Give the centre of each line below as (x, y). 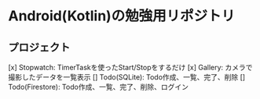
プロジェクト (39, 47)
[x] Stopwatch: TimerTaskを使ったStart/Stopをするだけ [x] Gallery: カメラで (130, 67)
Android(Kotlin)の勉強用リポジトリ (122, 16)
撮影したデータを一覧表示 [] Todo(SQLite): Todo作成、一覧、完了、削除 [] (127, 77)
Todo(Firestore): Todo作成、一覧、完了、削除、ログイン (98, 87)
